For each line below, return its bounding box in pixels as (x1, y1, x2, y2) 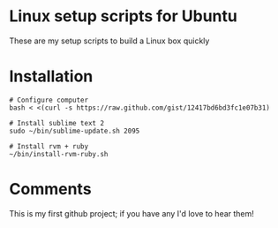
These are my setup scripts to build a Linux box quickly (9, 35, 210, 46)
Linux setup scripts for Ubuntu (9, 6, 238, 27)
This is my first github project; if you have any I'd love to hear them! (9, 208, 254, 218)
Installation (9, 66, 94, 87)
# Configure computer (9, 95, 89, 104)
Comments (9, 179, 92, 200)
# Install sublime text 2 (9, 118, 104, 127)
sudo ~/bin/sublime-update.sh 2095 (9, 126, 140, 135)
